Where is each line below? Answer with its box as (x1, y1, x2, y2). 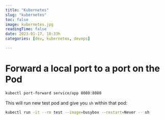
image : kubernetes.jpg (5, 22, 54, 27)
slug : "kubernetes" (5, 12, 47, 17)
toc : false (5, 17, 29, 22)
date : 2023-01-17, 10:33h (5, 31, 60, 36)
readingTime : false (5, 27, 47, 32)
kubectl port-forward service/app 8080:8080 (5, 90, 102, 95)
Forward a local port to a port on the (5, 63, 160, 74)
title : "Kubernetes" (5, 7, 50, 13)
